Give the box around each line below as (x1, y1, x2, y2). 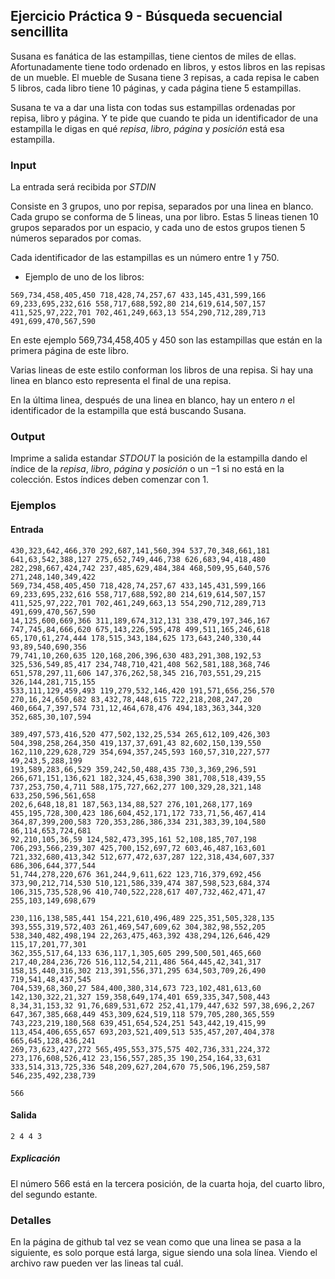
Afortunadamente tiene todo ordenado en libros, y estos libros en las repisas (10, 60, 326, 73)
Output (10, 430, 46, 444)
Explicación (10, 1152, 61, 1164)
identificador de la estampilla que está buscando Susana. (10, 405, 247, 417)
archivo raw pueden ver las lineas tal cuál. (10, 1257, 184, 1269)
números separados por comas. (10, 232, 142, 244)
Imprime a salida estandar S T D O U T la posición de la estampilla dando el (10, 452, 308, 464)
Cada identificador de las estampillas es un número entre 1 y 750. (10, 252, 280, 264)
